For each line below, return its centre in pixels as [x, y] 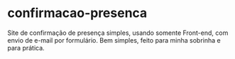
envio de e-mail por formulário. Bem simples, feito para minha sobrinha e [114, 40]
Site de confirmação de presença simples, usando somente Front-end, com [118, 33]
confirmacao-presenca [77, 13]
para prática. [26, 48]
